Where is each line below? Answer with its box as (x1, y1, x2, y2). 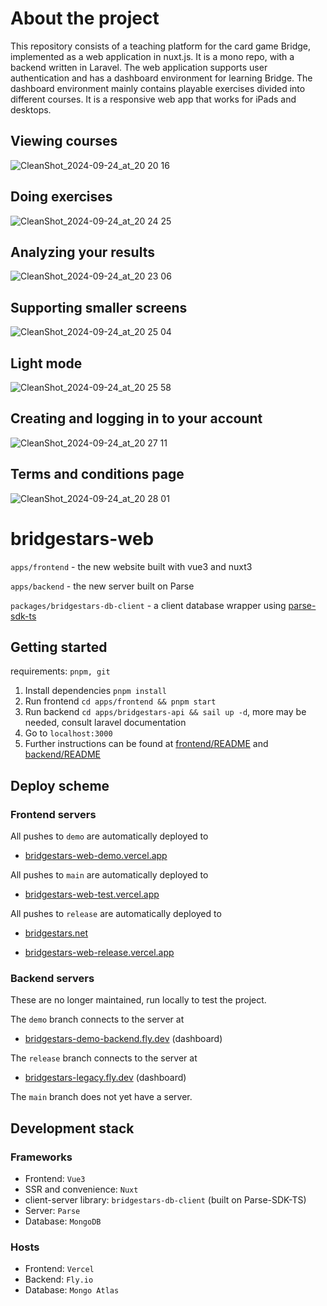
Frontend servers (10, 807, 97, 821)
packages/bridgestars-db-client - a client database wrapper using (10, 599, 287, 611)
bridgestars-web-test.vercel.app (24, 888, 160, 901)
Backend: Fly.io (24, 1273, 94, 1286)
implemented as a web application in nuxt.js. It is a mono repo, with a (10, 50, 295, 62)
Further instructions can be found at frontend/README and (24, 738, 269, 750)
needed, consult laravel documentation (24, 717, 187, 729)
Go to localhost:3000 (24, 727, 113, 739)
